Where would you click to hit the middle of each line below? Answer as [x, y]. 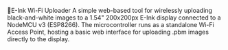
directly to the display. [38, 39]
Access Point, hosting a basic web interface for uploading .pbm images [108, 32]
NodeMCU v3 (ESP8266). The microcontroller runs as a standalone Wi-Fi [111, 25]
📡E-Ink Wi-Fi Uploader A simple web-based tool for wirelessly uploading [110, 10]
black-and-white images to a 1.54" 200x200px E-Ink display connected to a [114, 18]
